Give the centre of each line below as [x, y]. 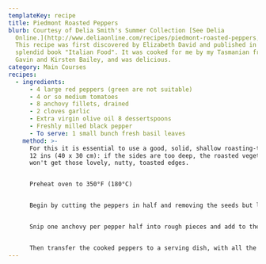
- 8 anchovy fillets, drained [79, 104]
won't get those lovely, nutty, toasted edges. [109, 163]
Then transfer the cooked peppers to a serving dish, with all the [143, 248]
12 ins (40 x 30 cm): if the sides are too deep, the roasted [134, 155]
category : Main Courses [47, 67]
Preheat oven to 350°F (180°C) [81, 184]
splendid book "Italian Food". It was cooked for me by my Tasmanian [132, 52]
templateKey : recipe [42, 15]
